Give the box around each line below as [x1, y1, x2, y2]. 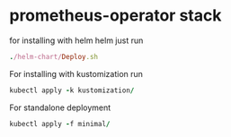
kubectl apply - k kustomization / [9, 86, 135, 95]
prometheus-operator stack [9, 5, 222, 26]
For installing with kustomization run [9, 68, 144, 79]
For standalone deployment [9, 102, 111, 113]
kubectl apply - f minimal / [9, 119, 111, 128]
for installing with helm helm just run [9, 35, 144, 46]
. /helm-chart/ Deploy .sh [9, 52, 99, 61]
